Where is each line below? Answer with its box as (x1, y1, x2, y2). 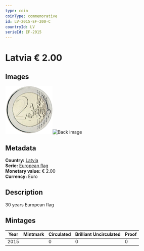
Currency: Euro (5, 173, 38, 179)
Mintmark (23, 231, 44, 237)
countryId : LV (5, 24, 35, 29)
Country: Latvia (5, 157, 39, 163)
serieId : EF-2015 (5, 29, 42, 35)
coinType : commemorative (5, 13, 58, 19)
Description (5, 188, 43, 197)
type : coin (5, 8, 28, 13)
